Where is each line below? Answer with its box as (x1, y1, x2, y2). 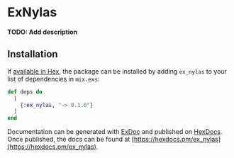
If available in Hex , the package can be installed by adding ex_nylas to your (7, 67, 227, 75)
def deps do (7, 88, 43, 96)
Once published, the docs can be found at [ (7, 135, 135, 144)
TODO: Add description (7, 28, 78, 36)
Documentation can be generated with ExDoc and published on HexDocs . (7, 128, 223, 136)
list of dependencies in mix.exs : (7, 74, 100, 83)
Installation (7, 48, 58, 60)
